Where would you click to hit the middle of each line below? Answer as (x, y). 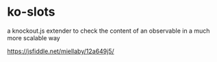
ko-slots (31, 12)
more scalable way (34, 37)
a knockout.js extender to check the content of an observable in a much (108, 31)
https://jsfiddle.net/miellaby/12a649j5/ (61, 51)
